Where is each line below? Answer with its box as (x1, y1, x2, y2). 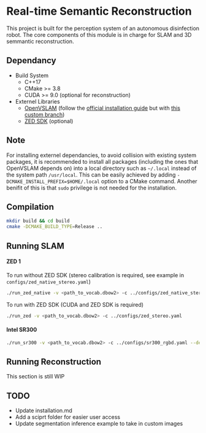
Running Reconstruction (6, 356, 102, 367)
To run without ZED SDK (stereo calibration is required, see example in (6, 271, 185, 278)
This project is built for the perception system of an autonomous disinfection (6, 25, 200, 32)
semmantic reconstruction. (6, 37, 75, 45)
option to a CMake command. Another (101, 177, 197, 185)
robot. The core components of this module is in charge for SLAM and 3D (6, 31, 192, 38)
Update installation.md (15, 407, 72, 415)
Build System (15, 72, 49, 79)
